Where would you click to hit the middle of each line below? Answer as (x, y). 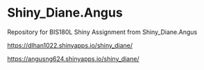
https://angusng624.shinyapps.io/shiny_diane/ (74, 59)
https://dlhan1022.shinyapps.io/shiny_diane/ (70, 45)
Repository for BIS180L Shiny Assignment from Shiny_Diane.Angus (102, 32)
